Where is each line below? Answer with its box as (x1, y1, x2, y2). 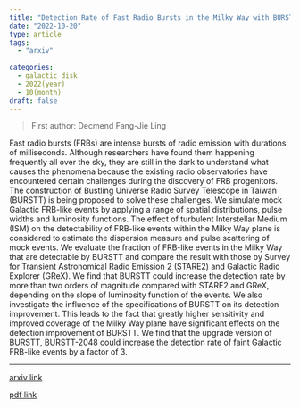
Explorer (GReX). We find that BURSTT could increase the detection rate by (9, 271, 286, 281)
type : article (9, 29, 62, 38)
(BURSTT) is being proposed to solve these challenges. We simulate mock (9, 195, 283, 205)
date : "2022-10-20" (9, 21, 82, 30)
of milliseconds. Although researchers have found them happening (9, 147, 254, 158)
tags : (9, 38, 29, 47)
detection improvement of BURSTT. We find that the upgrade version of (9, 328, 272, 338)
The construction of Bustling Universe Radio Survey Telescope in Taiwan (9, 185, 277, 196)
